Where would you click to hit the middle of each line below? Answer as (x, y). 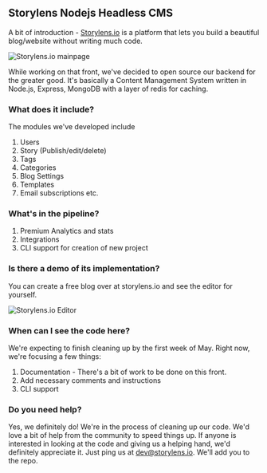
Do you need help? (45, 409)
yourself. (23, 294)
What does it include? (51, 109)
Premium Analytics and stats (67, 231)
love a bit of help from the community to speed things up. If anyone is (122, 436)
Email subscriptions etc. (59, 193)
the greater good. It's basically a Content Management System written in (128, 80)
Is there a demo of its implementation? (84, 269)
